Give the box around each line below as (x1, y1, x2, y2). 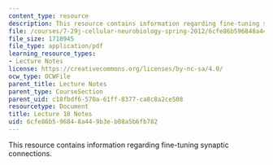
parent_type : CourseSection (8, 87, 104, 96)
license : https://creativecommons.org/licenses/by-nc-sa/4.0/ (8, 65, 223, 73)
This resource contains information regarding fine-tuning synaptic (8, 140, 229, 150)
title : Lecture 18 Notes (8, 111, 93, 119)
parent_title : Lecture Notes (8, 80, 107, 88)
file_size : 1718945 (8, 34, 75, 43)
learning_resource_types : (8, 50, 96, 58)
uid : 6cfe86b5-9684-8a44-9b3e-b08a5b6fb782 (8, 118, 158, 126)
